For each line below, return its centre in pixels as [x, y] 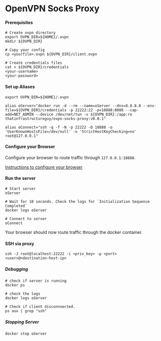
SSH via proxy [20, 243]
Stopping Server [22, 322]
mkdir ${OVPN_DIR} [24, 42]
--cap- [132, 110]
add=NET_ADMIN [20, 114]
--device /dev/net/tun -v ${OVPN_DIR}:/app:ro [84, 114]
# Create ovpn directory [30, 33]
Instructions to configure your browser [44, 167]
